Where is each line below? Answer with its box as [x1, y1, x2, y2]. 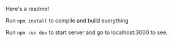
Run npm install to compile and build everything [6, 17, 129, 24]
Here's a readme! [6, 5, 50, 12]
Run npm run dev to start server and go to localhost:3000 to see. [6, 29, 168, 36]
